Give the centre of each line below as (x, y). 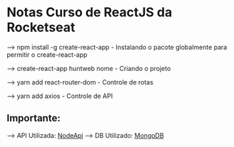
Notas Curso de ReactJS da (90, 12)
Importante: (34, 118)
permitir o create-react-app (47, 55)
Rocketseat (41, 27)
